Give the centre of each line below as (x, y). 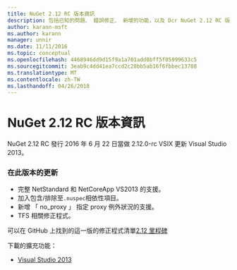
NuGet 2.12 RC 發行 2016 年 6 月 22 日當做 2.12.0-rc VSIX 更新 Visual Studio (117, 144)
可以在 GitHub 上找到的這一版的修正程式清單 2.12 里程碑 (87, 231)
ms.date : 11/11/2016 (38, 47)
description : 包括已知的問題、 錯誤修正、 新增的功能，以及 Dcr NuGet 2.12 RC (115, 20)
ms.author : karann (34, 33)
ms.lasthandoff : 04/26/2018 (49, 86)
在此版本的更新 (33, 173)
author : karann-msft (38, 27)
